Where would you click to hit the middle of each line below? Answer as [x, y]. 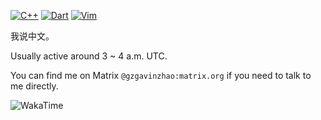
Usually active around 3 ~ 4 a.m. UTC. [89, 56]
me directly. [34, 86]
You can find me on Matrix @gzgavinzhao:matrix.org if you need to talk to [161, 75]
